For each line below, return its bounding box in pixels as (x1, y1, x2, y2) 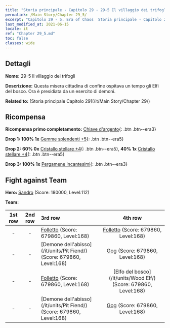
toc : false (5, 36, 28, 41)
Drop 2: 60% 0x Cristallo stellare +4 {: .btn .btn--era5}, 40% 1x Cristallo (5, 146, 155, 152)
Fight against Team (5, 176, 67, 185)
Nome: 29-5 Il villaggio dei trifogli (5, 73, 75, 79)
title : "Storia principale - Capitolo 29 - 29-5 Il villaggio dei (5, 7, 148, 13)
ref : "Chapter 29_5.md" (5, 31, 56, 36)
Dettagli (5, 59, 31, 68)
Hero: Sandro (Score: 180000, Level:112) (5, 189, 90, 196)
